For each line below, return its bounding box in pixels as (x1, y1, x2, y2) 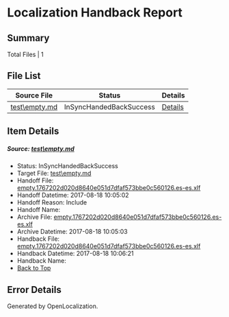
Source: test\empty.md (7, 144, 75, 152)
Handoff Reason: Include (16, 198, 87, 207)
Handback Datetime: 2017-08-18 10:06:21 (16, 249, 135, 258)
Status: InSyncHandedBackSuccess (16, 162, 118, 170)
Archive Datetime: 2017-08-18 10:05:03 (16, 228, 128, 236)
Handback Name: (16, 257, 66, 265)
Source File (15, 91, 53, 100)
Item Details (7, 126, 59, 137)
